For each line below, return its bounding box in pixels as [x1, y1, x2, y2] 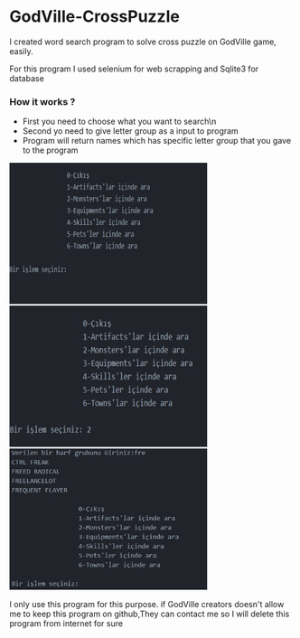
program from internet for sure [9, 618, 124, 629]
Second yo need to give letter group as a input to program [22, 126, 239, 136]
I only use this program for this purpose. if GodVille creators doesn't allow [9, 599, 285, 610]
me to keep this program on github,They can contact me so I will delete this [9, 608, 290, 620]
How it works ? [9, 95, 76, 108]
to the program [22, 145, 79, 155]
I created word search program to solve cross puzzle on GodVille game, [9, 36, 277, 47]
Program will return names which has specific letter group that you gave [22, 136, 292, 146]
